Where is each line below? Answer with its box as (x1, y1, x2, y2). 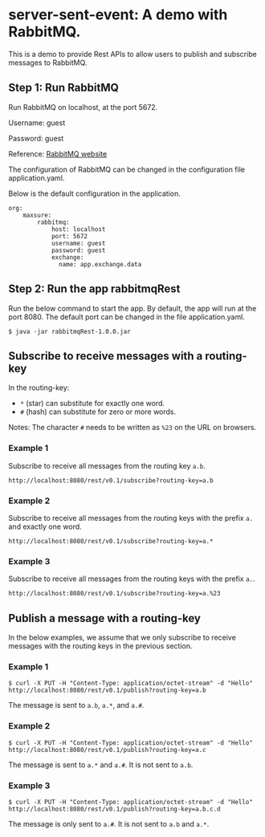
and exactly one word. (8, 522, 82, 531)
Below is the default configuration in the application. (8, 189, 181, 198)
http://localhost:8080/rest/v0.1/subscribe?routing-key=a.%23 (8, 590, 221, 598)
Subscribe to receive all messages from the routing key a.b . (8, 461, 206, 470)
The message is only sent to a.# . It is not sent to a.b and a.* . (8, 819, 210, 828)
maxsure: (22, 211, 52, 219)
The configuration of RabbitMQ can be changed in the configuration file (8, 165, 245, 174)
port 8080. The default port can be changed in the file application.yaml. (8, 311, 245, 322)
